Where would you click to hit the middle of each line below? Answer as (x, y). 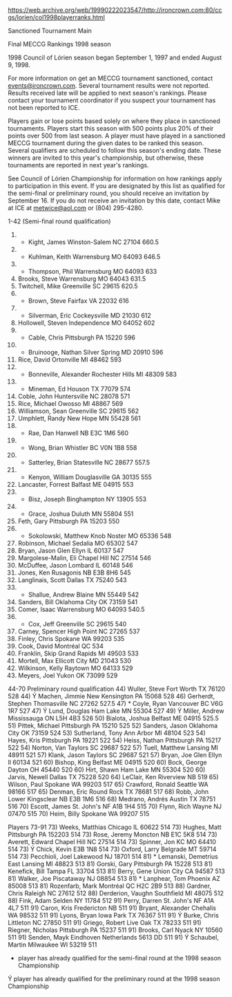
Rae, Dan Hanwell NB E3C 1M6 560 (78, 433)
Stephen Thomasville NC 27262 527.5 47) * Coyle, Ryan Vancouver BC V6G (116, 704)
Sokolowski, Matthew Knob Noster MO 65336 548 (100, 536)
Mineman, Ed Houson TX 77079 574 (79, 389)
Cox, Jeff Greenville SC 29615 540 (77, 624)
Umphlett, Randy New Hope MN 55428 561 (79, 418)
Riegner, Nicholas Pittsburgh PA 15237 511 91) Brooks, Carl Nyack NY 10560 (115, 930)
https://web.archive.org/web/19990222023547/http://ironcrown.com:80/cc (115, 10)
